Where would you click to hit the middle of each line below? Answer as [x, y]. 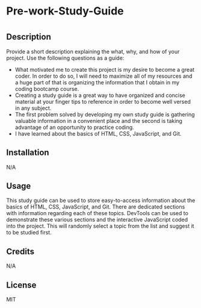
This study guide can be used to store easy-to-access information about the [101, 201]
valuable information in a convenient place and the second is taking [98, 121]
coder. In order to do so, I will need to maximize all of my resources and [104, 76]
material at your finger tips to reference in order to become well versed [103, 101]
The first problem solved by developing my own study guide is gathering [105, 114]
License [21, 285]
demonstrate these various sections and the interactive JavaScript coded [97, 220]
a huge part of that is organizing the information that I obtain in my [97, 82]
